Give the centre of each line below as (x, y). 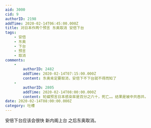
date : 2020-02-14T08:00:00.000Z (38, 101)
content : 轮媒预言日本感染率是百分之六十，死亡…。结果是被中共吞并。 (86, 96)
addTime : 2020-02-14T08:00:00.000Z (60, 92)
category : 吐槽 (20, 106)
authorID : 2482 (39, 69)
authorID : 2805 (39, 87)
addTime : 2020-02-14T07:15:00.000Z (60, 74)
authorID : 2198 (21, 19)
